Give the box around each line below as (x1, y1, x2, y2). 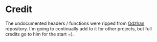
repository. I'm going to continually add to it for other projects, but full (5, 25, 152, 31)
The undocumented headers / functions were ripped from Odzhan (5, 20, 145, 26)
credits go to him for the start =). (5, 31, 74, 37)
